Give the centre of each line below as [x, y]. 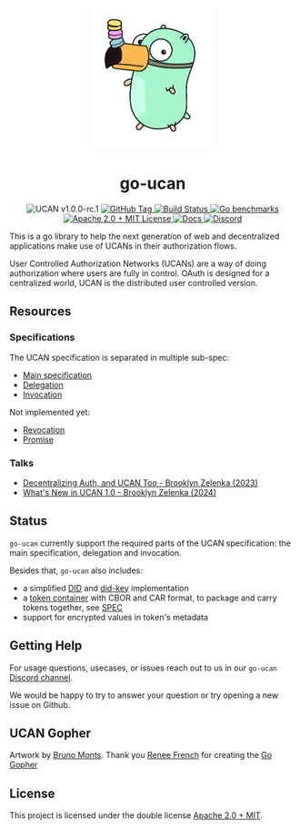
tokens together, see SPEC [72, 607]
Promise [38, 439]
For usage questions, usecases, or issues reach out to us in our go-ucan [143, 668]
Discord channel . [41, 677]
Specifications [42, 337]
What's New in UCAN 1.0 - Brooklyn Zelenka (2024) [119, 492]
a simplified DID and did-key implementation [105, 588]
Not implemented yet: [50, 412]
